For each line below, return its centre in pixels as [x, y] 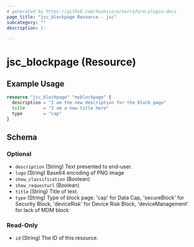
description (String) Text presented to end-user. [74, 167]
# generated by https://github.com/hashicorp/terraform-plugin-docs [92, 11]
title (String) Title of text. [46, 191]
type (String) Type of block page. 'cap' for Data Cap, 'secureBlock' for [100, 198]
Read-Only [22, 225]
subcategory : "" [26, 22]
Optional [19, 154]
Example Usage [36, 83]
